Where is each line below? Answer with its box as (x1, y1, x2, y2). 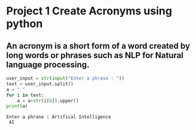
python (6, 17, 43, 31)
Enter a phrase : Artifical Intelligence (6, 114, 111, 120)
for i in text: (6, 92, 44, 98)
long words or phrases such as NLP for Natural (6, 50, 184, 61)
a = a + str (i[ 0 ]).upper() (17, 98, 79, 104)
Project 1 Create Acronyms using (6, 4, 173, 18)
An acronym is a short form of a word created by (6, 41, 191, 51)
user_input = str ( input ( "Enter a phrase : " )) (6, 75, 125, 81)
